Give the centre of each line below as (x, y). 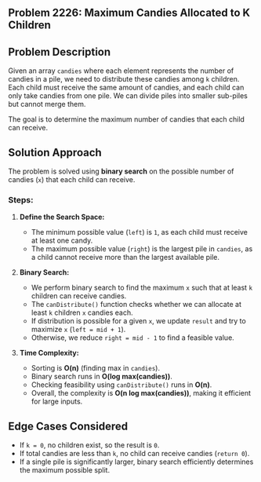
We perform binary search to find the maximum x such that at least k (142, 288)
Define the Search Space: (62, 217)
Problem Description (60, 51)
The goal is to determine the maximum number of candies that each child (127, 119)
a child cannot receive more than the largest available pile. (125, 257)
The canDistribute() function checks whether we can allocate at (136, 305)
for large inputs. (57, 402)
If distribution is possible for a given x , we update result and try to (139, 321)
